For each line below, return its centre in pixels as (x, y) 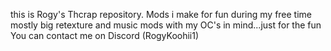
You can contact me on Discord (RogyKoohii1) (105, 35)
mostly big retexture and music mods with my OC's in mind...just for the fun (166, 25)
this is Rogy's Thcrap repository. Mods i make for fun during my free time (161, 14)
